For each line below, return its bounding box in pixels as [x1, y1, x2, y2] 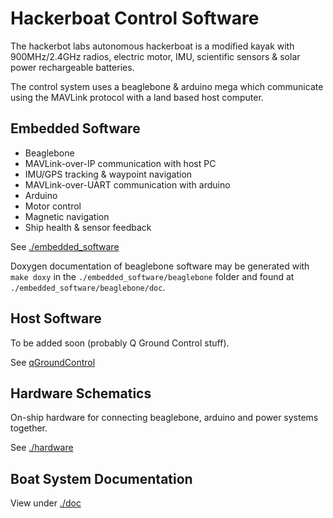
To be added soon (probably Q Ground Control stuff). [10, 337, 230, 349]
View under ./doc [10, 497, 82, 509]
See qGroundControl [10, 356, 96, 368]
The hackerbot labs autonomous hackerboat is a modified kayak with [10, 40, 295, 52]
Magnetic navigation [24, 210, 110, 222]
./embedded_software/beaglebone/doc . [10, 281, 166, 293]
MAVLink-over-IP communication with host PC [24, 157, 217, 169]
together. [10, 422, 48, 434]
